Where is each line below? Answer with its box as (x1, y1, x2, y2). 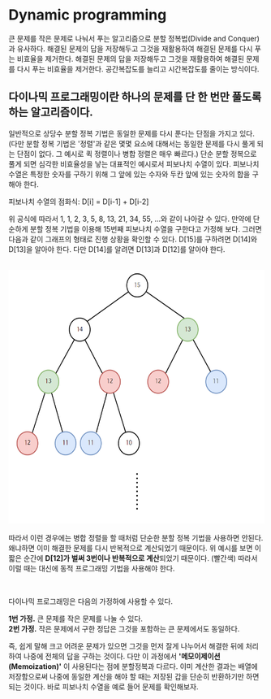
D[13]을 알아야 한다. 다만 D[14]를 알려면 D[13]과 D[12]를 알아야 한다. (8, 244, 226, 254)
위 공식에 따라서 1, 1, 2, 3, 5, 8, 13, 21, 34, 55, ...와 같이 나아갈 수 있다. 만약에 (8, 214, 252, 224)
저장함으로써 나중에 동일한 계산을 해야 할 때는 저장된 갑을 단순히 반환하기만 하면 (8, 671, 260, 681)
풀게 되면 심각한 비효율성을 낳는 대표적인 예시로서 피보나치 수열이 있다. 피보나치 (8, 158, 260, 168)
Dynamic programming (8, 6, 167, 24)
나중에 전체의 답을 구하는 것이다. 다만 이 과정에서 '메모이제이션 (23, 651, 221, 661)
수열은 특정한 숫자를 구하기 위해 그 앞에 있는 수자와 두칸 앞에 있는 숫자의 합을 (8, 169, 251, 179)
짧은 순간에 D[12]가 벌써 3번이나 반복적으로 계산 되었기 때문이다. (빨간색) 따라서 (8, 553, 258, 562)
